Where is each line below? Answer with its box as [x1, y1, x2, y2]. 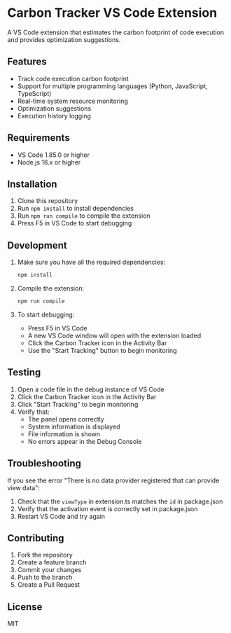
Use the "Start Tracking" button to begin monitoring [27, 346, 177, 354]
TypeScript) [17, 89, 52, 97]
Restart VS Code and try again [17, 512, 106, 520]
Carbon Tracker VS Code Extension [7, 5, 218, 21]
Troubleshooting [7, 457, 82, 470]
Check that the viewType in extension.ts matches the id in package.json [17, 497, 223, 506]
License [7, 601, 43, 613]
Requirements [7, 132, 70, 144]
